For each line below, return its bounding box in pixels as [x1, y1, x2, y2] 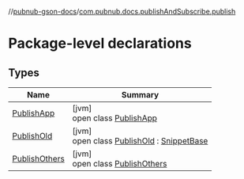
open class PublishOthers [72, 158, 167, 169]
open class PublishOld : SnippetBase [72, 135, 208, 146]
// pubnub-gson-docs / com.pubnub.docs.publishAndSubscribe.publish [8, 7, 236, 16]
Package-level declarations [8, 35, 192, 52]
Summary [121, 89, 160, 100]
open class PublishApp [72, 112, 158, 124]
